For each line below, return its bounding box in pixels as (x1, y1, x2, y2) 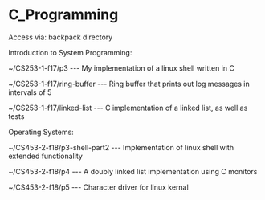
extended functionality (8, 151, 83, 161)
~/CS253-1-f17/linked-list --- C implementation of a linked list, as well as (8, 103, 248, 112)
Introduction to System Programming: (8, 47, 132, 57)
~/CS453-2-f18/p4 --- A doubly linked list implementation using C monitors (8, 166, 258, 176)
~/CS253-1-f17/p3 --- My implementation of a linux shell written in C (8, 63, 235, 73)
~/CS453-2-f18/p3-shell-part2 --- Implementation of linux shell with (8, 142, 234, 152)
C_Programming (8, 6, 119, 24)
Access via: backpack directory (8, 32, 113, 42)
